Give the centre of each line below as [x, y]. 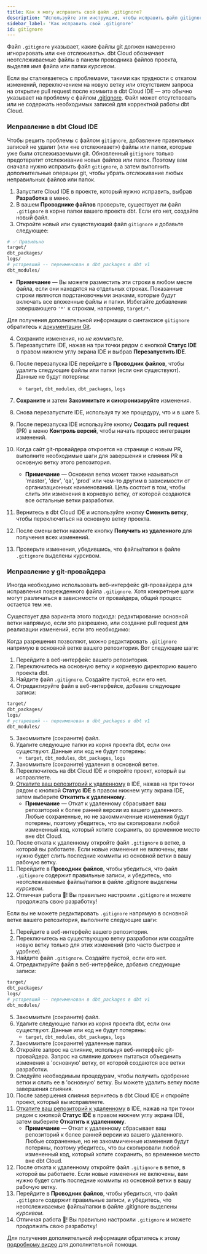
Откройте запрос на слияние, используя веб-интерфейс [90, 1049]
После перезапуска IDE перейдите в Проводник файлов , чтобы [100, 363]
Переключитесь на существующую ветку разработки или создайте [105, 939]
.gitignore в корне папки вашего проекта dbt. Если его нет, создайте [107, 211]
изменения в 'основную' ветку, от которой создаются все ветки [100, 1063]
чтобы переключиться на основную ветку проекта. [83, 519]
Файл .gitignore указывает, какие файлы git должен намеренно [91, 47]
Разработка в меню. [43, 198]
